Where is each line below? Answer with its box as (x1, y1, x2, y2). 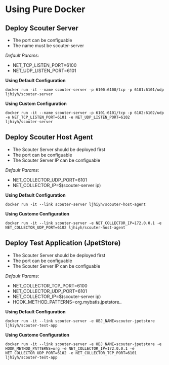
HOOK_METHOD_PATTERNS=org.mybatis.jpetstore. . (12, 299, 122, 305)
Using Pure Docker (5, 4, 86, 15)
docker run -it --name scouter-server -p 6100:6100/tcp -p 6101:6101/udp (5, 87, 164, 92)
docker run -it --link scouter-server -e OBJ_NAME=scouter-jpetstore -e (5, 341, 162, 347)
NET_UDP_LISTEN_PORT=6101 (12, 67, 76, 74)
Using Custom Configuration (5, 100, 67, 106)
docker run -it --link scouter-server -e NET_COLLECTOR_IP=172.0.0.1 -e (5, 221, 162, 226)
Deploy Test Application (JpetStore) (5, 239, 121, 247)
